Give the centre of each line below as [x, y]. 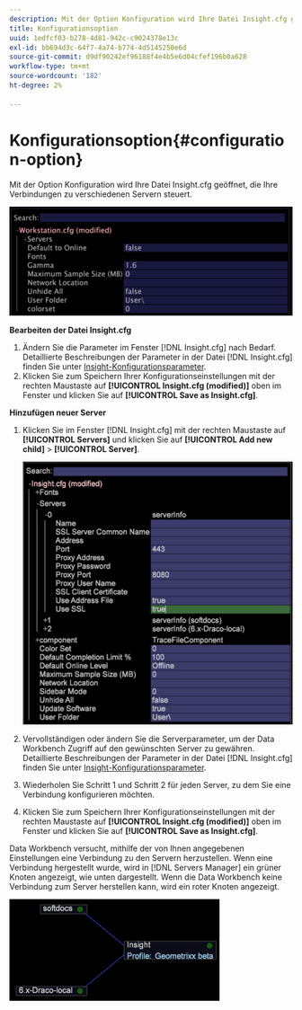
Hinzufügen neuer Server [58, 412]
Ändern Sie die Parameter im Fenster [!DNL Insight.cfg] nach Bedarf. [149, 348]
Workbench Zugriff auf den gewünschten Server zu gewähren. [138, 748]
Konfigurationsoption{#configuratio [147, 140]
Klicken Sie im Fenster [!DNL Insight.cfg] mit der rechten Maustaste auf [154, 430]
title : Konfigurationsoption [64, 28]
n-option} [46, 159]
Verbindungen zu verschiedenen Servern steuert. [101, 194]
